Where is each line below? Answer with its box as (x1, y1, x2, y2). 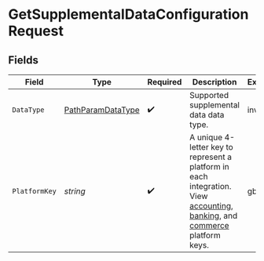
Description (192, 77, 237, 87)
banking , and (189, 210, 238, 221)
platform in (189, 161, 229, 172)
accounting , (189, 201, 233, 211)
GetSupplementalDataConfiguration (8, 5, 249, 24)
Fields (8, 53, 39, 67)
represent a (189, 151, 233, 162)
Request (8, 22, 64, 40)
